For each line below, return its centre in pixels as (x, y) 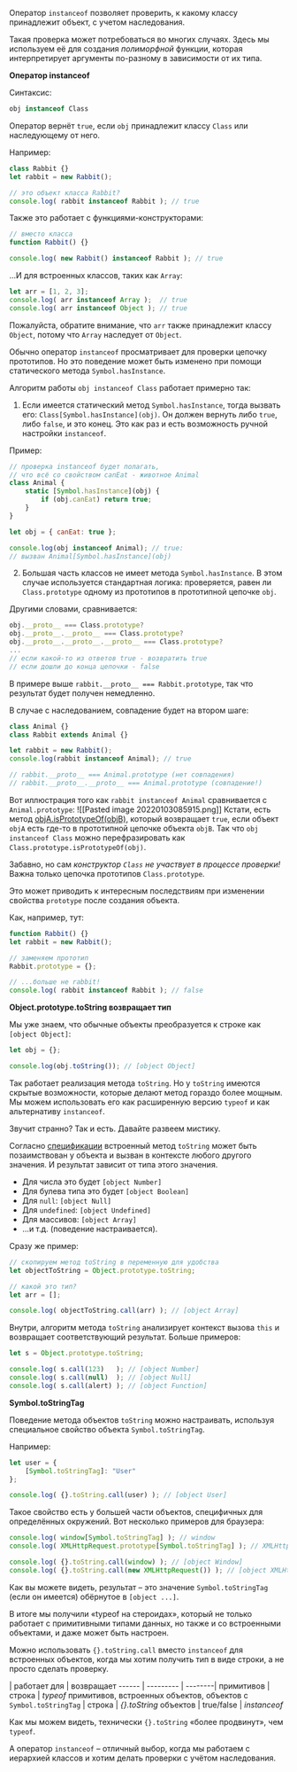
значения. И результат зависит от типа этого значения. (114, 1164)
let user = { (33, 1463)
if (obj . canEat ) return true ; (96, 500)
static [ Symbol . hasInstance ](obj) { (93, 491)
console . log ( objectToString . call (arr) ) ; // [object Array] (124, 1311)
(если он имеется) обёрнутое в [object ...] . (94, 1596)
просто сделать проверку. (59, 1668)
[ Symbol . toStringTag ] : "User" (81, 1471)
